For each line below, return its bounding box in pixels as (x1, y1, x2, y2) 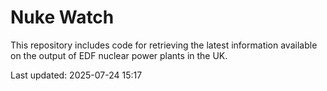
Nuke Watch (10, 6, 115, 29)
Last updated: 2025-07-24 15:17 (10, 69, 143, 81)
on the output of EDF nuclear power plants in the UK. (10, 49, 228, 61)
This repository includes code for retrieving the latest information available (10, 39, 318, 51)
